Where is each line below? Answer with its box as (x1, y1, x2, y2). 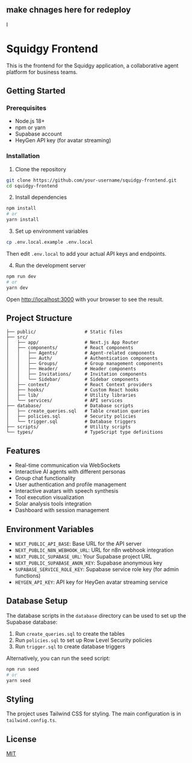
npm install (6, 205, 36, 212)
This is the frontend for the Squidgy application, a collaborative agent (6, 62, 179, 69)
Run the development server (14, 262, 86, 269)
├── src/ (6, 334, 28, 340)
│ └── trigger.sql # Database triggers (6, 419, 136, 425)
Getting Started (6, 86, 66, 96)
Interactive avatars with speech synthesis (14, 487, 119, 495)
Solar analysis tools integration (14, 500, 92, 507)
